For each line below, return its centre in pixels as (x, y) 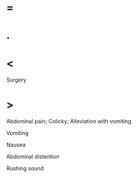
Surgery (16, 80)
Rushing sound (25, 168)
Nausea (16, 145)
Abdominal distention (33, 157)
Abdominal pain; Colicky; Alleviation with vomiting (69, 122)
